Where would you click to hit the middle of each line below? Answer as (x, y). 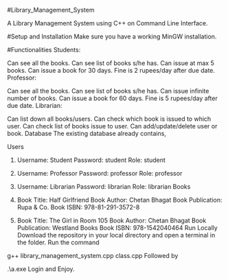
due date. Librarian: (35, 105)
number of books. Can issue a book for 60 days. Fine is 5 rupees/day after (112, 98)
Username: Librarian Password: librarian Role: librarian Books (104, 187)
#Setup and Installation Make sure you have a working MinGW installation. (112, 36)
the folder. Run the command (58, 242)
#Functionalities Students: (44, 50)
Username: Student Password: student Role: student (91, 160)
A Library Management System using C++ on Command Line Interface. (107, 23)
